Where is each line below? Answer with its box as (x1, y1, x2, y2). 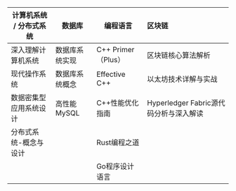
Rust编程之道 (96, 137, 140, 147)
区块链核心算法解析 (147, 51, 211, 60)
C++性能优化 (96, 98, 139, 108)
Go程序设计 (96, 161, 135, 171)
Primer (112, 45, 135, 54)
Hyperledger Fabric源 (147, 98, 218, 108)
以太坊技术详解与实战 (147, 74, 218, 84)
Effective (96, 70, 126, 79)
